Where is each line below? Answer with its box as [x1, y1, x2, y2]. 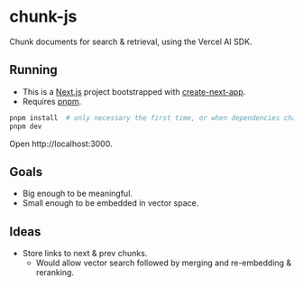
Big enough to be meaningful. [22, 188, 133, 199]
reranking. [35, 267, 75, 278]
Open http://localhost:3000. [9, 138, 113, 149]
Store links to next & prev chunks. [22, 248, 148, 259]
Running [9, 62, 59, 78]
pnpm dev [9, 122, 42, 131]
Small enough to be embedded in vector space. [22, 198, 199, 208]
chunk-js [9, 6, 78, 27]
